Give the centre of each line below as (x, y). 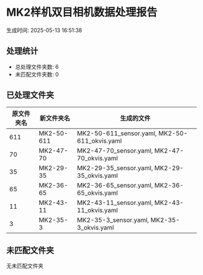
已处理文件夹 (30, 95)
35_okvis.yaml (98, 175)
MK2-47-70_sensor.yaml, (115, 150)
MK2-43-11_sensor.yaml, (115, 203)
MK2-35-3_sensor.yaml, (113, 220)
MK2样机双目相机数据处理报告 (82, 12)
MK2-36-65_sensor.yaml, (115, 185)
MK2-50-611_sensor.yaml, (117, 133)
